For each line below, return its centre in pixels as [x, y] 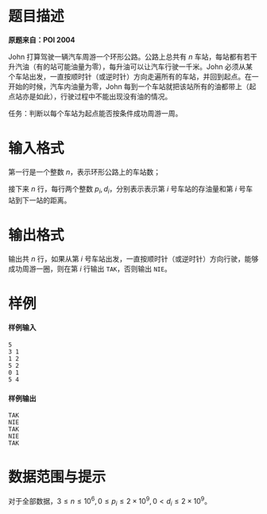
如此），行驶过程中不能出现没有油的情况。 [104, 96]
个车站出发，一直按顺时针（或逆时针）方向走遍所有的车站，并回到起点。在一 [133, 76]
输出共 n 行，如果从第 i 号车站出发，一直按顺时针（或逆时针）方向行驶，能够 [133, 258]
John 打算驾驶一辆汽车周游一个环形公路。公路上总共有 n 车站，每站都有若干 [133, 56]
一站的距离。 [50, 200]
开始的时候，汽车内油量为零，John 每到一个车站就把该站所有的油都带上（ [129, 86]
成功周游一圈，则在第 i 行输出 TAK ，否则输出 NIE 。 [90, 269]
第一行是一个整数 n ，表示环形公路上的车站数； [85, 172]
